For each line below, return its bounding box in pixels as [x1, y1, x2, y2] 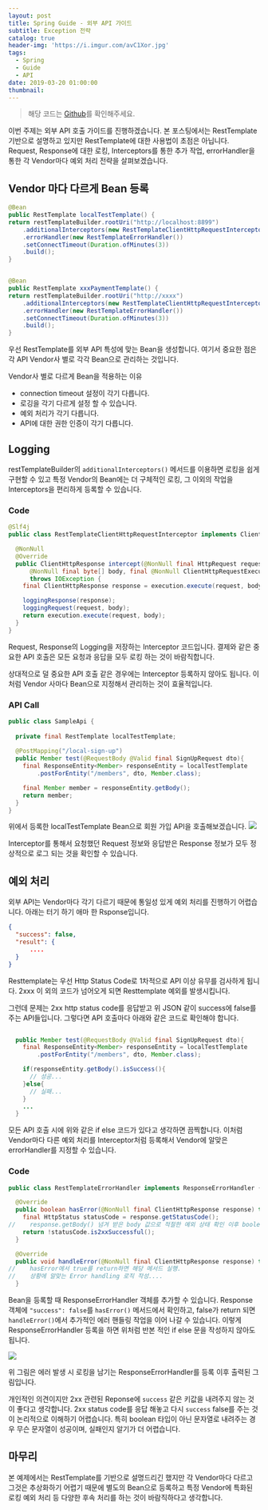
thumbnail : [8, 86, 45, 94]
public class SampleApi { [8, 717, 94, 725]
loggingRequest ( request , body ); [22, 604, 130, 612]
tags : [8, 49, 26, 57]
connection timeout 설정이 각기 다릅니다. [19, 389, 150, 399]
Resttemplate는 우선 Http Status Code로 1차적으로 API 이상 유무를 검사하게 [8, 975, 246, 985]
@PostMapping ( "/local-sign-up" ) [15, 747, 124, 755]
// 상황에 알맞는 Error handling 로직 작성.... [8, 1272, 164, 1280]
